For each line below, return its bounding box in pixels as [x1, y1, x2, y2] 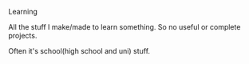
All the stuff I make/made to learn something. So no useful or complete [8, 22, 241, 31]
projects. [8, 31, 38, 40]
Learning [8, 7, 38, 16]
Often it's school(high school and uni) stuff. [8, 46, 150, 55]
